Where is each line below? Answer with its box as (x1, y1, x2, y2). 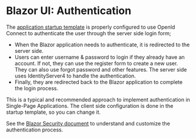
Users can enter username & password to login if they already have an (14, 53, 185, 60)
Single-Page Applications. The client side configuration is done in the (6, 102, 174, 109)
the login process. (14, 84, 59, 91)
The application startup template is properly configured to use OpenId (6, 23, 175, 30)
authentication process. (6, 126, 63, 133)
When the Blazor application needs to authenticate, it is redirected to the (14, 41, 190, 48)
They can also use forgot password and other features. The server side (14, 66, 187, 73)
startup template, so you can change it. (6, 109, 101, 116)
